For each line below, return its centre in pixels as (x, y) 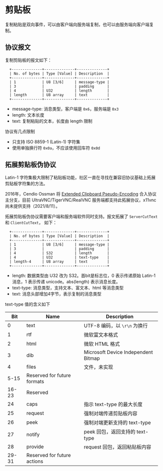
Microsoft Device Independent (119, 352)
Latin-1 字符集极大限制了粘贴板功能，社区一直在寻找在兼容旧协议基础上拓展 (81, 177)
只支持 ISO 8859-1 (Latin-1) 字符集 (46, 141)
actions (35, 461)
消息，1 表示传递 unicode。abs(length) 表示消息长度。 (66, 281)
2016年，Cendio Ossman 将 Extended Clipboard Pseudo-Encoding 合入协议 (81, 194)
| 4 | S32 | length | (59, 253)
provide (35, 447)
